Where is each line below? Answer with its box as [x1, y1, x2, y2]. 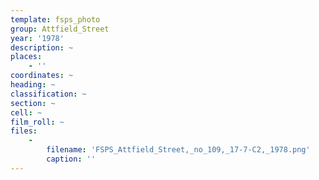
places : [10, 52, 43, 62]
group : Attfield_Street [10, 24, 110, 34]
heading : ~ [10, 80, 56, 90]
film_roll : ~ [10, 117, 65, 127]
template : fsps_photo [10, 14, 101, 25]
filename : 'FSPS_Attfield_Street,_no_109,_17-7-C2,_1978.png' [46, 145, 311, 155]
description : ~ [10, 42, 74, 53]
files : [10, 126, 38, 136]
